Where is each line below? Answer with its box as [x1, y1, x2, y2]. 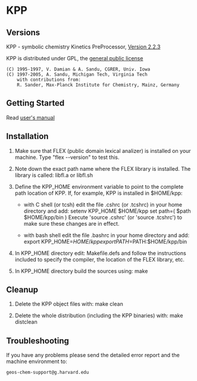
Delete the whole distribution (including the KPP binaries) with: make [14, 312, 183, 319]
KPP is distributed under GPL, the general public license [6, 55, 143, 62]
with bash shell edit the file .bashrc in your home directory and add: [23, 231, 189, 239]
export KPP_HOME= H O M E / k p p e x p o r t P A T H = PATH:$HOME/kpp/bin [23, 238, 187, 245]
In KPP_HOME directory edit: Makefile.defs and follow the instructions [14, 249, 186, 257]
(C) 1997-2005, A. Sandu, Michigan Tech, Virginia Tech [6, 72, 148, 78]
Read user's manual [6, 114, 55, 121]
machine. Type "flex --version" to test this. [14, 153, 120, 161]
